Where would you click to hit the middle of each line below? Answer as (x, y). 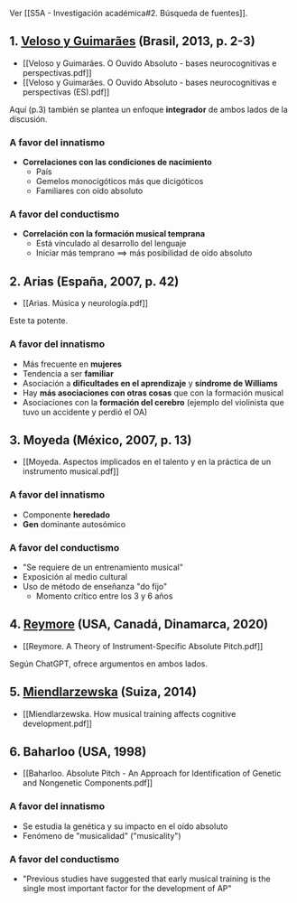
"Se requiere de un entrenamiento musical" (102, 567)
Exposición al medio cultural (75, 576)
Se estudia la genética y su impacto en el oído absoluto (125, 826)
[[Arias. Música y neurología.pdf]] (85, 303)
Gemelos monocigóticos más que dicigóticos (120, 182)
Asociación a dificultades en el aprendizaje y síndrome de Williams (150, 383)
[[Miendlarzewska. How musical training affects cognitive (129, 713)
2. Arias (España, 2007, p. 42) (94, 281)
